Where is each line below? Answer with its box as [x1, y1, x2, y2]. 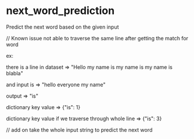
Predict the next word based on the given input [6, 23, 119, 30]
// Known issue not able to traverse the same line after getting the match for [6, 34, 189, 41]
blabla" [6, 69, 23, 77]
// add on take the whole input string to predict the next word [6, 126, 153, 133]
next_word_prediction [6, 4, 115, 18]
